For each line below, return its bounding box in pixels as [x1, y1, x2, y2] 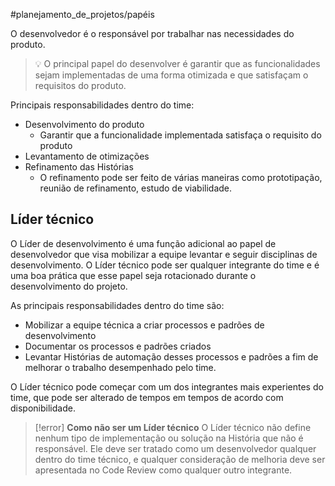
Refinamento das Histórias [24, 161, 134, 173]
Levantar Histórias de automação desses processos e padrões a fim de [24, 350, 319, 363]
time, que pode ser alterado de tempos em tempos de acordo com [10, 391, 284, 403]
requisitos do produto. [34, 80, 127, 91]
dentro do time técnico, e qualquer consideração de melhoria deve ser [34, 453, 326, 465]
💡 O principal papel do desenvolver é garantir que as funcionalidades [34, 58, 321, 69]
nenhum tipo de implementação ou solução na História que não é [34, 432, 304, 444]
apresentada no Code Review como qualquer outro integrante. [34, 464, 293, 476]
